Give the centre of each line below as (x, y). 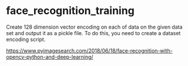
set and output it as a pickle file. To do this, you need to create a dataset (93, 33)
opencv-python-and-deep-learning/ (50, 57)
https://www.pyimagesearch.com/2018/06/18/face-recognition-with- (90, 50)
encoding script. (26, 39)
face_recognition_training (70, 11)
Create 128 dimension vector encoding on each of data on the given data (95, 27)
